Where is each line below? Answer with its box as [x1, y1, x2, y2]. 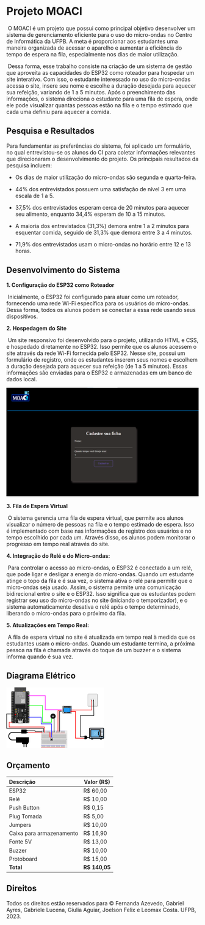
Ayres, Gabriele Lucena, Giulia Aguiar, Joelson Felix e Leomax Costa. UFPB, [6, 906, 196, 913]
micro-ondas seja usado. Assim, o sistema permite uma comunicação [6, 584, 182, 591]
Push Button [9, 804, 40, 812]
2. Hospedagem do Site [6, 324, 67, 332]
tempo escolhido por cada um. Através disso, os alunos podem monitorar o [6, 534, 195, 541]
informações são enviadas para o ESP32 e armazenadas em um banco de [6, 369, 192, 376]
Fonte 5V [9, 838, 32, 845]
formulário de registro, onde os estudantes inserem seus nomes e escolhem [6, 356, 198, 363]
